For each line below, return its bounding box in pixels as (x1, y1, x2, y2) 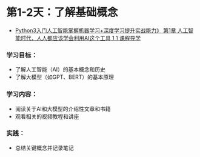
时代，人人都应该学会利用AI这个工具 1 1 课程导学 (20, 34, 141, 41)
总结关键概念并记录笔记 (15, 144, 74, 152)
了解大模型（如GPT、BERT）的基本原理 (15, 73, 114, 81)
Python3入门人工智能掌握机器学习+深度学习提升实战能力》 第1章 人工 (15, 27, 188, 34)
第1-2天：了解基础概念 (6, 5, 118, 19)
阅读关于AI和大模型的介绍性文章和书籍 (15, 105, 111, 112)
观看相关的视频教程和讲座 (15, 113, 79, 120)
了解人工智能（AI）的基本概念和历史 (15, 66, 106, 73)
